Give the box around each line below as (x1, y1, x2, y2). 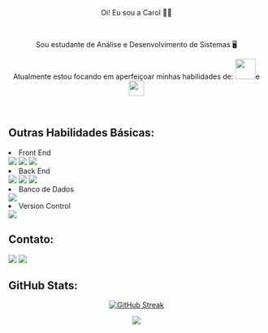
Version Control (19, 201, 71, 210)
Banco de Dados (19, 184, 75, 194)
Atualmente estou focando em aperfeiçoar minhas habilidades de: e (13, 71, 260, 81)
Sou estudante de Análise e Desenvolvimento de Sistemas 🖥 (36, 40, 237, 49)
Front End (19, 147, 51, 158)
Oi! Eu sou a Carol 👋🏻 (101, 8, 172, 17)
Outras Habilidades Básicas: (8, 126, 155, 140)
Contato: (8, 232, 54, 247)
